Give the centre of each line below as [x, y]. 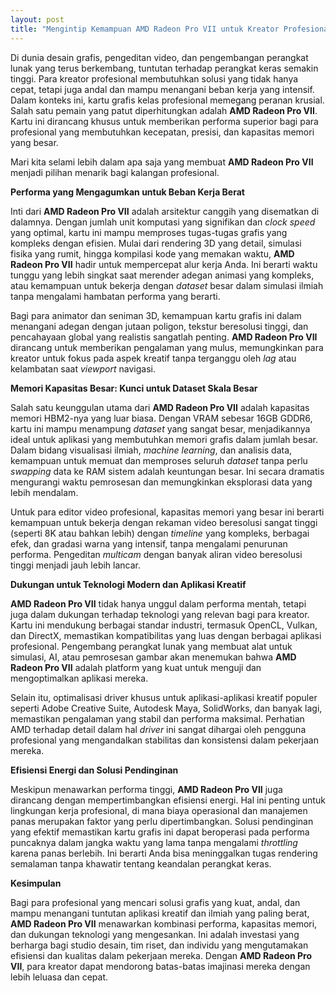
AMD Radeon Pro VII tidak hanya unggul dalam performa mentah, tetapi [158, 603]
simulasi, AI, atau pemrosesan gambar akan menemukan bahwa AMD [153, 657]
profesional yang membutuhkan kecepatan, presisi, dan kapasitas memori [162, 132]
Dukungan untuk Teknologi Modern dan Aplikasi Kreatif [128, 584]
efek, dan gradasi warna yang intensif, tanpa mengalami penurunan [149, 543]
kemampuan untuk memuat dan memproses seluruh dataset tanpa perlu [159, 460]
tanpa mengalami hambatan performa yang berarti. [115, 296]
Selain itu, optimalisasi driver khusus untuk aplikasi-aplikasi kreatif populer [164, 697]
